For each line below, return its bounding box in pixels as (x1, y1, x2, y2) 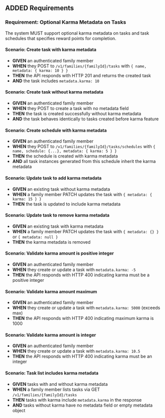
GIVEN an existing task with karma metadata (12, 223, 104, 229)
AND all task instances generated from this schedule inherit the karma (12, 158, 156, 164)
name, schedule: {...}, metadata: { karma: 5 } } (12, 149, 117, 154)
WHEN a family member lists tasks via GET (12, 386, 100, 392)
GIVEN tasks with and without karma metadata (12, 381, 108, 387)
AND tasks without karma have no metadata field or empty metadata (12, 402, 153, 408)
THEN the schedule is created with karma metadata (12, 153, 118, 159)
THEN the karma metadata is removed (12, 239, 91, 245)
